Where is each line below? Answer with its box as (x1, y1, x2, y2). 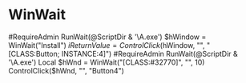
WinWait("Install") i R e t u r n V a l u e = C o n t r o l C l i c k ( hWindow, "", (8, 40, 206, 49)
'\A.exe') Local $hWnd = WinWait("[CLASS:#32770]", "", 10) (8, 57, 205, 67)
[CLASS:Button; (8, 49, 60, 58)
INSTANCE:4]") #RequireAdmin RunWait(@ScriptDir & (61, 49, 238, 58)
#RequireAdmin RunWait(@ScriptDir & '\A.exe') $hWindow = (8, 32, 207, 41)
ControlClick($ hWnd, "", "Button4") (8, 65, 124, 75)
